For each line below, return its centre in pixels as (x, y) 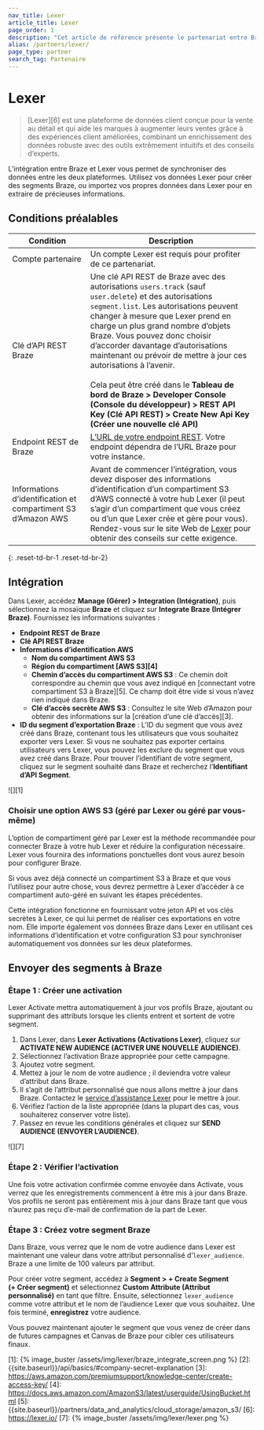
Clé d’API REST (40, 345)
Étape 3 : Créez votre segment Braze (79, 1229)
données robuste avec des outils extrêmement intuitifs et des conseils (141, 145)
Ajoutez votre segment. (57, 1065)
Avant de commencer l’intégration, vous (163, 469)
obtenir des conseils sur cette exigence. (164, 538)
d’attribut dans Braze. (54, 1082)
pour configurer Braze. (45, 863)
